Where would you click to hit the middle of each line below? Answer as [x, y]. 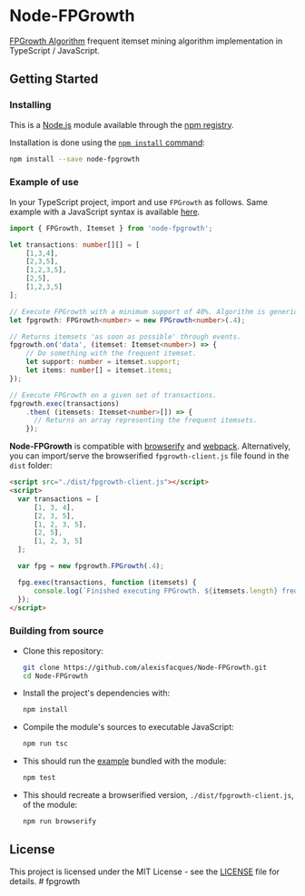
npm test [39, 778]
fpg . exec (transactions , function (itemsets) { [107, 582]
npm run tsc [45, 744]
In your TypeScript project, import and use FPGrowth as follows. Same [138, 202]
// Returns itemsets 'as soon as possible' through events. [126, 337]
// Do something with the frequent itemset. [111, 354]
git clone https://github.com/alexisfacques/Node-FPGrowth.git [145, 667]
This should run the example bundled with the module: [124, 761]
